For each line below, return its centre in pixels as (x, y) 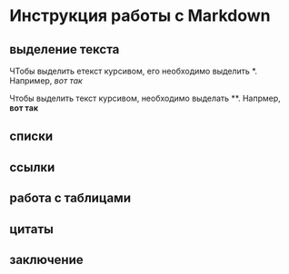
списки (31, 137)
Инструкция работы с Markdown (140, 16)
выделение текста (65, 49)
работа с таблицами (70, 198)
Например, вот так (46, 81)
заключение (46, 259)
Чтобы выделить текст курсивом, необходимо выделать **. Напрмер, (145, 98)
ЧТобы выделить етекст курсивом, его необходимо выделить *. (133, 71)
